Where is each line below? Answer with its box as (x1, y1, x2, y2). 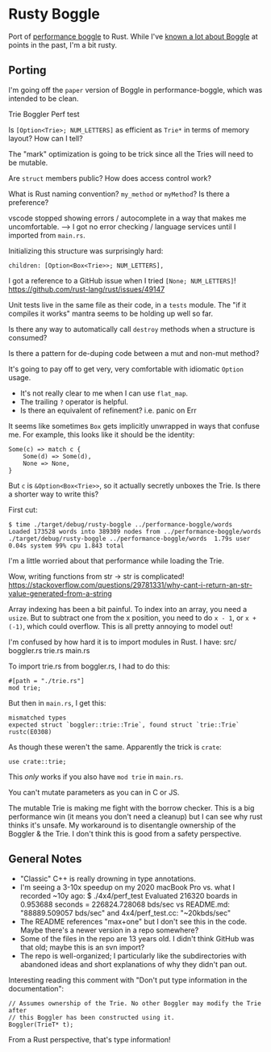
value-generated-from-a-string (8, 589, 113, 598)
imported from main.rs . (8, 230, 86, 240)
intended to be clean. (8, 94, 79, 103)
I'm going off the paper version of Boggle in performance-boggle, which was (8, 85, 263, 94)
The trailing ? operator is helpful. (19, 396, 129, 406)
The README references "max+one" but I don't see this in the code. (19, 916, 248, 926)
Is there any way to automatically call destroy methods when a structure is (8, 324, 256, 333)
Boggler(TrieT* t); (8, 1021, 74, 1029)
